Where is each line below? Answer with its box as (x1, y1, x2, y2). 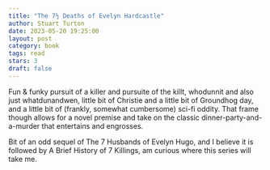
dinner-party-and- (201, 113, 263, 122)
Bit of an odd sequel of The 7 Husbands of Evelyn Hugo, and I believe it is (8, 137, 254, 147)
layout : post (8, 34, 53, 43)
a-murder (8, 121, 40, 130)
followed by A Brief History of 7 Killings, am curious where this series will (8, 145, 252, 155)
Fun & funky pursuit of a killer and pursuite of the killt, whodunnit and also (8, 87, 255, 96)
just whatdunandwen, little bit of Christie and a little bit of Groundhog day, (8, 95, 254, 105)
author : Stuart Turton (8, 19, 85, 28)
